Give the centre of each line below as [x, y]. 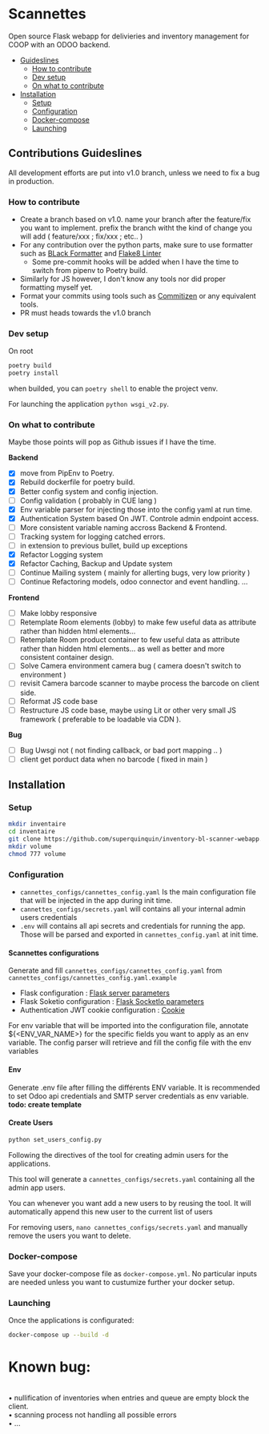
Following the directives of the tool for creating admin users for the [118, 1155]
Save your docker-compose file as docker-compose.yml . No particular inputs [133, 1273]
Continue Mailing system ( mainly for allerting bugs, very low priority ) [135, 572]
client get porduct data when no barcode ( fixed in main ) [114, 759]
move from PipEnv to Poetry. [67, 473]
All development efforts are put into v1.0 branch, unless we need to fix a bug [134, 172]
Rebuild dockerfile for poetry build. [77, 482]
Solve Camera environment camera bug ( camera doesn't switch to [130, 666]
